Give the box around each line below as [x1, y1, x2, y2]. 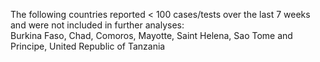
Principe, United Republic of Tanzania [10, 40, 166, 52]
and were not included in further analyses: [10, 19, 185, 31]
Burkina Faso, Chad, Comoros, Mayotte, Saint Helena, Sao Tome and [10, 30, 293, 41]
